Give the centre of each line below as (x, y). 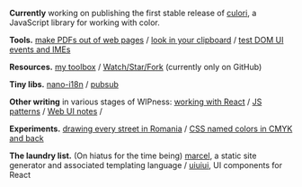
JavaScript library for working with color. (84, 22)
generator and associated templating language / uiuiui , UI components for (146, 165)
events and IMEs (40, 49)
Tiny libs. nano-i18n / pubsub (64, 84)
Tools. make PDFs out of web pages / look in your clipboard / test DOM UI (147, 40)
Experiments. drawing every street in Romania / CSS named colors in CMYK (151, 129)
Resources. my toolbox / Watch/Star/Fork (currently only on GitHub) (136, 67)
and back (27, 138)
